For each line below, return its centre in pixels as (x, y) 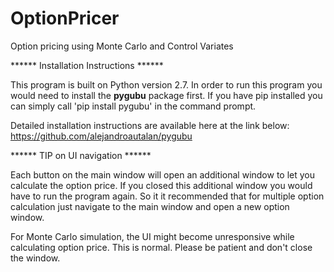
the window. (35, 258)
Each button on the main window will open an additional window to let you (163, 174)
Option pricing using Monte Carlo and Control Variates (122, 46)
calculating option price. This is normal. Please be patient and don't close (161, 247)
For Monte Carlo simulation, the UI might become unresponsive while (152, 236)
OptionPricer (65, 18)
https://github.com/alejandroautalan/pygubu (101, 136)
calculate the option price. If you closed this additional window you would (161, 185)
